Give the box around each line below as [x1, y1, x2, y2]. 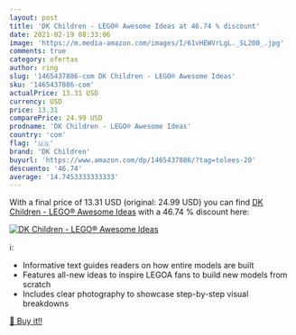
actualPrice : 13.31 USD [9, 88, 99, 97]
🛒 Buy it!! [9, 316, 43, 327]
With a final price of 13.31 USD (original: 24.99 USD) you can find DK [9, 197, 264, 208]
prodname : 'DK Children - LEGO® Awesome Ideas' [9, 122, 192, 131]
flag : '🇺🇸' [9, 139, 54, 148]
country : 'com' [9, 131, 67, 140]
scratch [22, 279, 51, 290]
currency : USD [9, 96, 63, 106]
